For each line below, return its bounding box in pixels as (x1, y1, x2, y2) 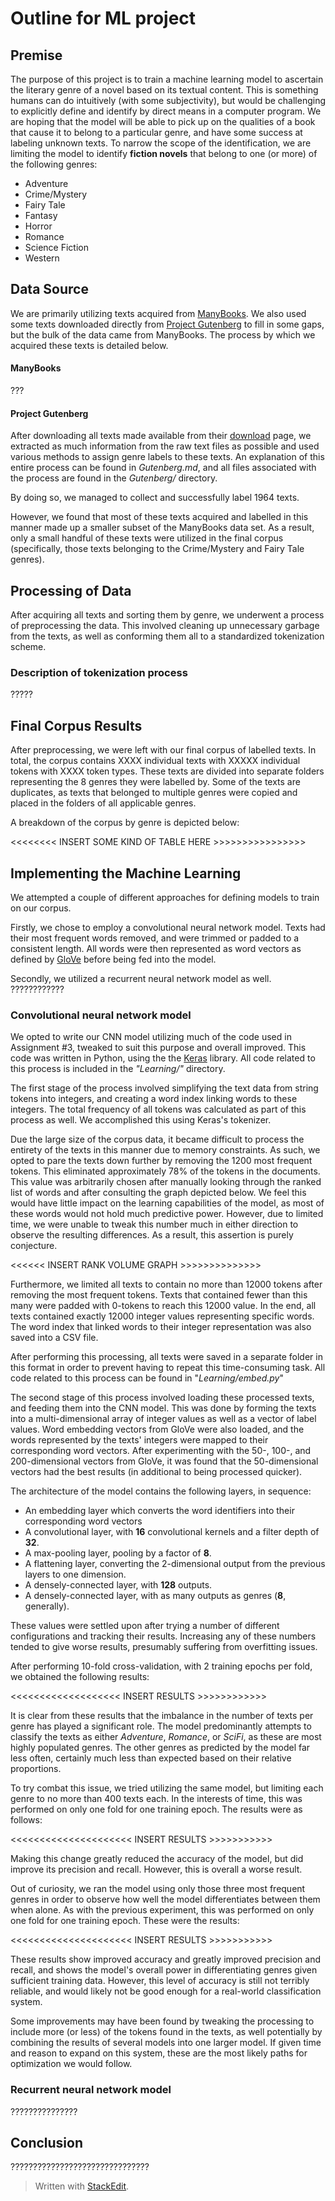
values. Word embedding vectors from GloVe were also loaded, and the (10, 1423, 305, 1436)
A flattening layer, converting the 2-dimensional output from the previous (24, 1558, 326, 1570)
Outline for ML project (10, 7, 197, 30)
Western (24, 252, 60, 264)
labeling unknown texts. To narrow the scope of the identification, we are (10, 137, 312, 149)
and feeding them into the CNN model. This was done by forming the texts (10, 1402, 317, 1414)
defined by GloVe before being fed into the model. (10, 953, 217, 965)
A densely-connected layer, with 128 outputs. (24, 1579, 213, 1591)
